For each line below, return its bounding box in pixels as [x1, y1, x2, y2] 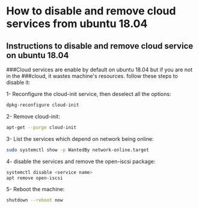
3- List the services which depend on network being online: [6, 135, 154, 142]
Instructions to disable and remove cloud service [6, 41, 194, 51]
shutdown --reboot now [6, 197, 63, 203]
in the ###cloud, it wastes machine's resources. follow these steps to [6, 73, 179, 79]
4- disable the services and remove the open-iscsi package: [6, 158, 156, 165]
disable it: [6, 79, 31, 86]
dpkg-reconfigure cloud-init [6, 102, 79, 108]
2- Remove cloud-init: [6, 113, 60, 120]
